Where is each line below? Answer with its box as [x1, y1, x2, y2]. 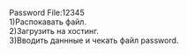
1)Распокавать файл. [9, 17, 86, 27]
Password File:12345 [9, 8, 86, 17]
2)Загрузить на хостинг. [9, 26, 100, 36]
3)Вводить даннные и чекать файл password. [9, 35, 179, 45]
